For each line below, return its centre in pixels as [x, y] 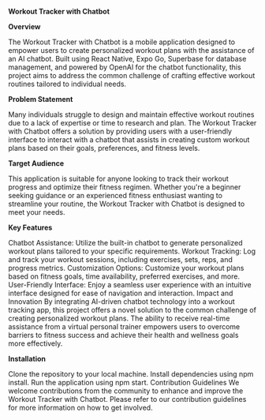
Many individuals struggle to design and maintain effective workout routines [131, 114]
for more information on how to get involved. [80, 407]
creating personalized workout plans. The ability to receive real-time [119, 318]
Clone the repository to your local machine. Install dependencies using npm [131, 374]
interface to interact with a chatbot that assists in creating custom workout [129, 140]
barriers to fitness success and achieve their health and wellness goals [123, 335]
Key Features [30, 227]
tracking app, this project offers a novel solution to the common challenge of [132, 310]
